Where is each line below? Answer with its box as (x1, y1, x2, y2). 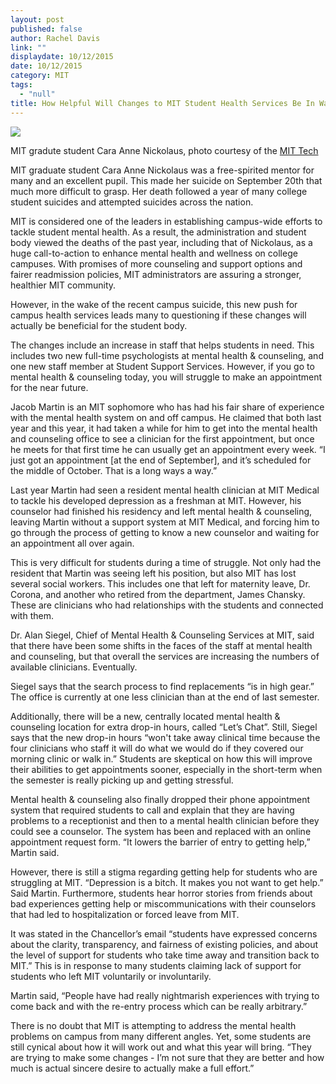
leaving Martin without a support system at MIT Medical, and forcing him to (10, 516, 320, 528)
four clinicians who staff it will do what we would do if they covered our (10, 742, 304, 754)
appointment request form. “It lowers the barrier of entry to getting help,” (10, 836, 311, 848)
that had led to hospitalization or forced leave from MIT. (10, 908, 240, 920)
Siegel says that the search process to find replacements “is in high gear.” (10, 680, 315, 692)
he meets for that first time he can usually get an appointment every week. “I (10, 443, 326, 455)
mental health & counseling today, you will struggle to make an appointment (10, 371, 322, 383)
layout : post (10, 14, 65, 25)
